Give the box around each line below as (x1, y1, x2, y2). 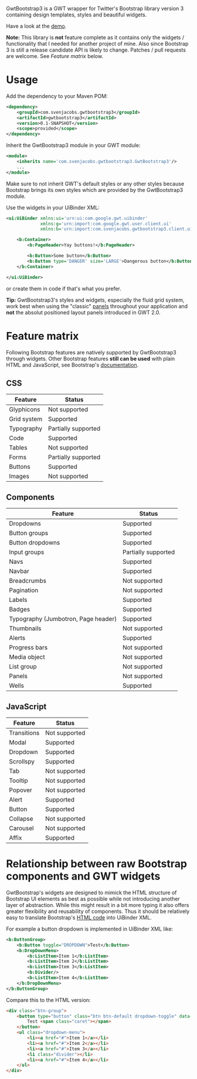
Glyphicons (9, 405, 40, 414)
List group (9, 662, 37, 671)
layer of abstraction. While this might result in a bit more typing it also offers (6, 901, 189, 908)
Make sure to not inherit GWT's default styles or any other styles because (6, 180, 185, 187)
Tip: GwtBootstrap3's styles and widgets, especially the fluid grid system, (6, 296, 185, 303)
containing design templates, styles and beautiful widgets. (6, 11, 147, 18)
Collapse (9, 814, 33, 823)
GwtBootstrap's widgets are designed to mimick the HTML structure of (6, 889, 177, 896)
